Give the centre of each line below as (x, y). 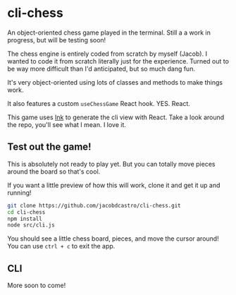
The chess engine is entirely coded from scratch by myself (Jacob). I (107, 54)
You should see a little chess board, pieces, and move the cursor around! (113, 239)
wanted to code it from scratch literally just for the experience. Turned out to (118, 61)
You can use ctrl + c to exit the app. (61, 246)
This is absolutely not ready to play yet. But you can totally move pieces (111, 164)
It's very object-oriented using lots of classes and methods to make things (115, 82)
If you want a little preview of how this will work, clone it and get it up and (114, 185)
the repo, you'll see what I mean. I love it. (67, 124)
